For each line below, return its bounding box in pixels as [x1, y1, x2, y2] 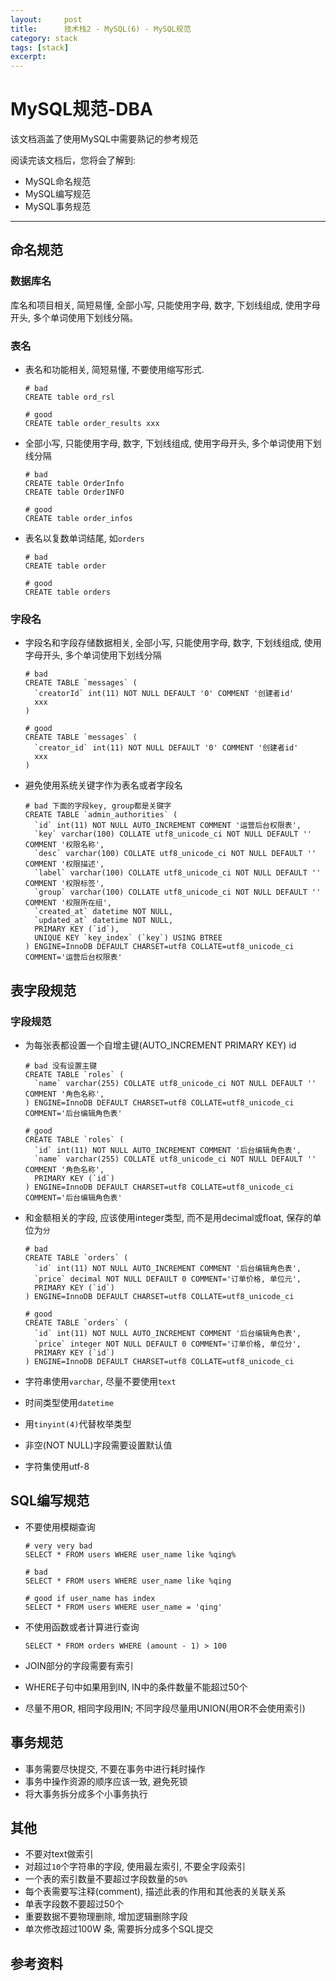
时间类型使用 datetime [24, 1397, 115, 1409]
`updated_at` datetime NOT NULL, [34, 916, 174, 926]
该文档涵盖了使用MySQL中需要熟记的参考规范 [10, 133, 199, 145]
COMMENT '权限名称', [24, 840, 105, 850]
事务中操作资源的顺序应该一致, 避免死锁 [24, 1775, 188, 1787]
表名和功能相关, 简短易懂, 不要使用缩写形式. [24, 364, 205, 376]
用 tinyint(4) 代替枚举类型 [24, 1418, 132, 1430]
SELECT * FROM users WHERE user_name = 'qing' [24, 1602, 223, 1612]
